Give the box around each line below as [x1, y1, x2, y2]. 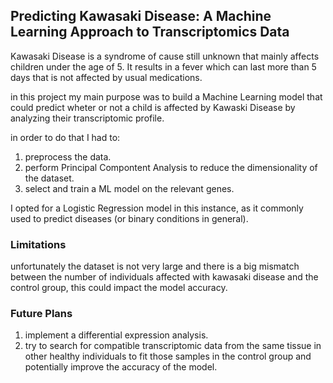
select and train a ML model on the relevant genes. [24, 182, 235, 194]
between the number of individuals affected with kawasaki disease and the [10, 271, 319, 283]
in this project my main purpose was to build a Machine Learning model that [10, 90, 323, 103]
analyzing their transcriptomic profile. [10, 112, 165, 124]
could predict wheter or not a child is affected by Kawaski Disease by [10, 101, 296, 113]
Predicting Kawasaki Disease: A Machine [10, 8, 272, 25]
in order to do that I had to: [10, 131, 121, 143]
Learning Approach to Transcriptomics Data [10, 24, 290, 41]
